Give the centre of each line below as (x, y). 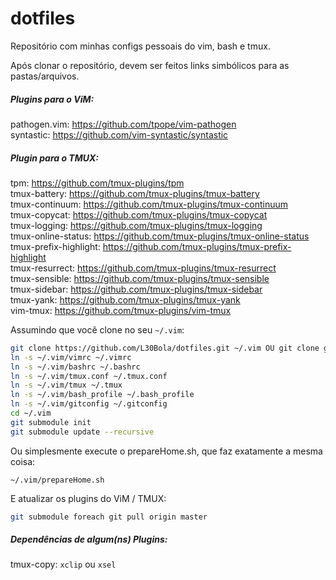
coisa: (23, 461)
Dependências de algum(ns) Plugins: (89, 539)
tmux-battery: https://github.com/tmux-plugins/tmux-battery (135, 193)
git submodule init (51, 422)
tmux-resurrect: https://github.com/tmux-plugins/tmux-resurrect (143, 268)
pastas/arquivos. (45, 76)
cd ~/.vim (31, 413)
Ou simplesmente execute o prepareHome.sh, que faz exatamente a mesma (166, 451)
